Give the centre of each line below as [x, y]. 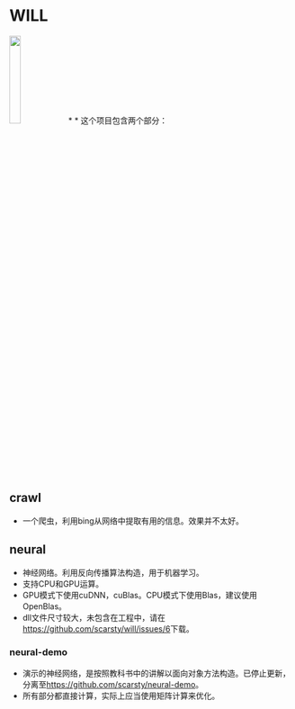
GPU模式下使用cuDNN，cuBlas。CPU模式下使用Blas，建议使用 [140, 595]
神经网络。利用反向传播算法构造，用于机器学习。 [113, 572]
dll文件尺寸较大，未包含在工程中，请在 [94, 617]
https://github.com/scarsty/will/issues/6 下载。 [108, 628]
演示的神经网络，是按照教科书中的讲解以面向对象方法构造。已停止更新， [156, 673]
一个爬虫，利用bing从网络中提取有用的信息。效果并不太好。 [133, 521]
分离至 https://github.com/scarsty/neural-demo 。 [113, 684]
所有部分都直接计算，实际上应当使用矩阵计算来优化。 [121, 696]
